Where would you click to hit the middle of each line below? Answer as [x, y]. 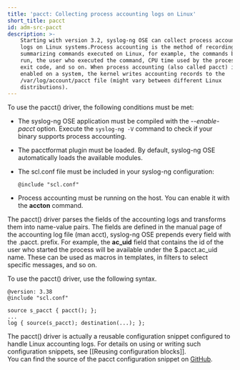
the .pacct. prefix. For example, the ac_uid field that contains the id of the [115, 242]
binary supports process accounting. [72, 136]
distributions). [45, 87]
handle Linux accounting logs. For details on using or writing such [104, 344]
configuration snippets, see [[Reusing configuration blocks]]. [97, 351]
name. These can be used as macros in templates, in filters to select [108, 257]
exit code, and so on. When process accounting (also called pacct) [124, 67]
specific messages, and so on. [52, 265]
